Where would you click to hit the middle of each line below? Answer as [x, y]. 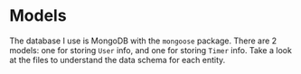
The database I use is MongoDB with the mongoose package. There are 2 [143, 41]
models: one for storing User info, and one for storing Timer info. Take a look [150, 50]
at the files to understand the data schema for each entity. [118, 60]
